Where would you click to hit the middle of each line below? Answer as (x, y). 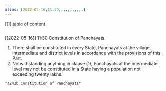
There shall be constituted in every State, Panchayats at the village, (82, 47)
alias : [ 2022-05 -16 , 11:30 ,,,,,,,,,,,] (45, 10)
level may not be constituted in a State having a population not (76, 69)
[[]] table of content (25, 24)
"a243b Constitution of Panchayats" (43, 83)
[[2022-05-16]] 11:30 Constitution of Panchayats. (55, 38)
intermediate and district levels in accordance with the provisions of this (86, 53)
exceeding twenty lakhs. (37, 74)
